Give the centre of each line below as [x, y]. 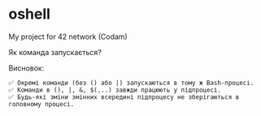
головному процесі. [41, 104]
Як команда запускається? [55, 52]
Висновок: [26, 68]
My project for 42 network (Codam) [68, 37]
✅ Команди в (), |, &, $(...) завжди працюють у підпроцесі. [115, 90]
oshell [30, 14]
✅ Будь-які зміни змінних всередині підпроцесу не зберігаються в [124, 97]
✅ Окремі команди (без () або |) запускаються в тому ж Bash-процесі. [131, 83]
